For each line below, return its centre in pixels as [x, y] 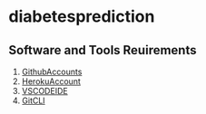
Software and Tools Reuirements [103, 50]
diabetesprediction [82, 17]
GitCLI [34, 100]
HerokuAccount [51, 81]
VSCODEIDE [45, 91]
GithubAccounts [52, 71]
